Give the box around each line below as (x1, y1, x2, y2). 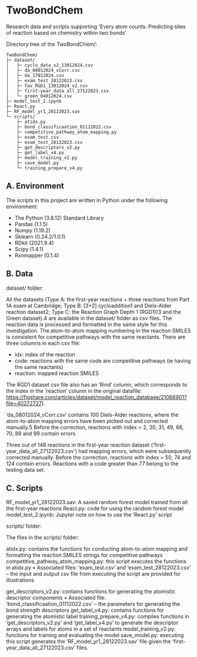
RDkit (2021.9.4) (14, 239, 54, 246)
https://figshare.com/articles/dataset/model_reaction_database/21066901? (6, 393, 187, 400)
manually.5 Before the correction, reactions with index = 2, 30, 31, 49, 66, (6, 424, 184, 431)
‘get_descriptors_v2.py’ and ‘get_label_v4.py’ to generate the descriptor (6, 619, 179, 626)
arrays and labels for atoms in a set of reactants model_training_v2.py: (6, 625, 176, 632)
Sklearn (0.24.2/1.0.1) (14, 233, 66, 240)
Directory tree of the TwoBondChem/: (6, 41, 98, 48)
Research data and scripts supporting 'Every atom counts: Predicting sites (6, 23, 186, 30)
